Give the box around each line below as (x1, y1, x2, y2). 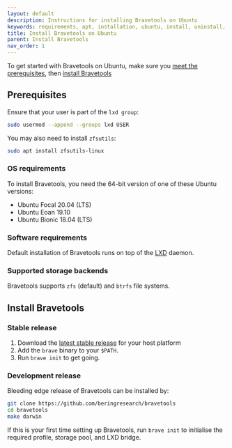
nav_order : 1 (7, 43, 45, 49)
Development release (7, 371, 82, 380)
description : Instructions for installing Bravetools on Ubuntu (7, 17, 198, 24)
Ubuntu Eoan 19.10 (17, 208, 71, 216)
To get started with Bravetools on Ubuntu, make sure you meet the (7, 62, 199, 70)
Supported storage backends (7, 266, 109, 276)
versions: (7, 187, 33, 195)
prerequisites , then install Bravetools (7, 69, 112, 77)
